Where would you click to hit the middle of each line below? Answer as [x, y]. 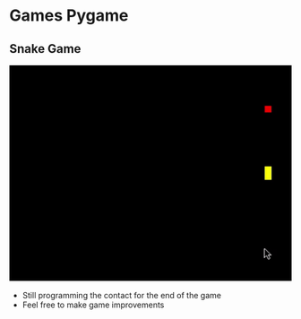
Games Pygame [69, 16]
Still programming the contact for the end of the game [122, 295]
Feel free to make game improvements [93, 305]
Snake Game [45, 49]
